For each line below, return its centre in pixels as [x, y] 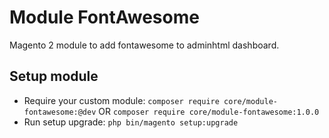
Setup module [54, 76]
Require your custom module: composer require [121, 100]
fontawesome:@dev [60, 112]
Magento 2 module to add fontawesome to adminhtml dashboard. [144, 45]
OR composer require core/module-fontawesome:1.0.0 [209, 111]
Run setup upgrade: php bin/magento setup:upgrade [131, 122]
